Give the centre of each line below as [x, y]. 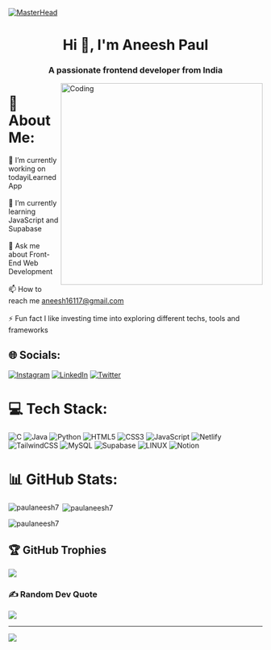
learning [22, 212]
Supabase [25, 229]
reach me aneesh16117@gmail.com [66, 301]
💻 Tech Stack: [58, 409]
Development [31, 272]
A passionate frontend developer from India [135, 70]
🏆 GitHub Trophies [58, 550]
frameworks [28, 330]
